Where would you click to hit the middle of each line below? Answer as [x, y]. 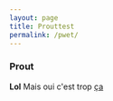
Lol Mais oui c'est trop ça [56, 86]
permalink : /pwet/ [44, 35]
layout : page [34, 18]
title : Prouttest [42, 26]
